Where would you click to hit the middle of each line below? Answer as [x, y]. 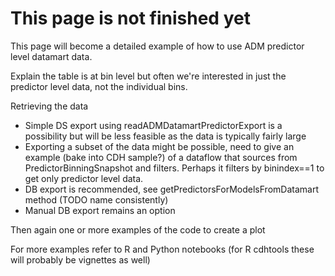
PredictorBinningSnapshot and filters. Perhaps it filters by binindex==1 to [174, 168]
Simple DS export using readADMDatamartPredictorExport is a [153, 125]
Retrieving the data [49, 106]
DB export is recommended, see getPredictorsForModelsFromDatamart [171, 189]
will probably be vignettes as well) [80, 259]
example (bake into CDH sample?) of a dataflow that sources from [161, 157]
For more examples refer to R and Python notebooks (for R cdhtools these [162, 249]
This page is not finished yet [130, 18]
